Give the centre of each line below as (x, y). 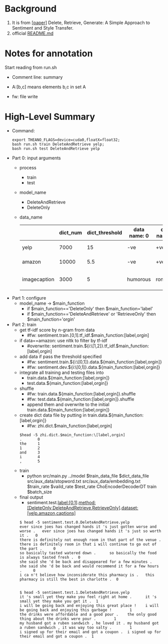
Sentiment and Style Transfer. (43, 28)
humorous (139, 279)
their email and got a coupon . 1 (56, 636)
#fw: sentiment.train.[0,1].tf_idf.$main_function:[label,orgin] (88, 335)
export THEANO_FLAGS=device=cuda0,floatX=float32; (66, 140)
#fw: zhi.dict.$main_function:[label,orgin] (69, 425)
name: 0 (139, 236)
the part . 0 (38, 549)
